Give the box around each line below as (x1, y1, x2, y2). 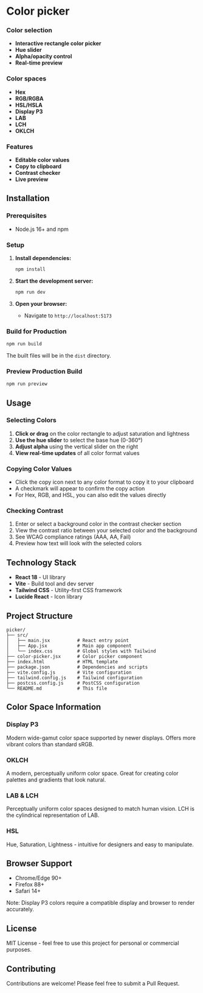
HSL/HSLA (15, 101, 43, 108)
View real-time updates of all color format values (15, 449, 140, 456)
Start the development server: (15, 277, 94, 284)
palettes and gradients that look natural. (6, 776, 106, 783)
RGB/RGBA (15, 94, 44, 102)
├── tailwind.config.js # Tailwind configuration (6, 675, 143, 681)
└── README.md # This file (6, 685, 108, 692)
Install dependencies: (15, 255, 72, 262)
